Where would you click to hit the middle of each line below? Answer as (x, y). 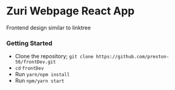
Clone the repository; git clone (54, 56)
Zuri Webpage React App (70, 11)
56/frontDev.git (35, 62)
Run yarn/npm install (42, 74)
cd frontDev (29, 68)
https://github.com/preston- (133, 57)
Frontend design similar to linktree (49, 28)
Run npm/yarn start (40, 81)
